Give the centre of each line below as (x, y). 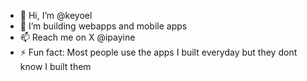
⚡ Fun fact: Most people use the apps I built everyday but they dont (158, 52)
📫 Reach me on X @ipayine (77, 37)
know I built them (55, 66)
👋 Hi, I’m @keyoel (56, 15)
